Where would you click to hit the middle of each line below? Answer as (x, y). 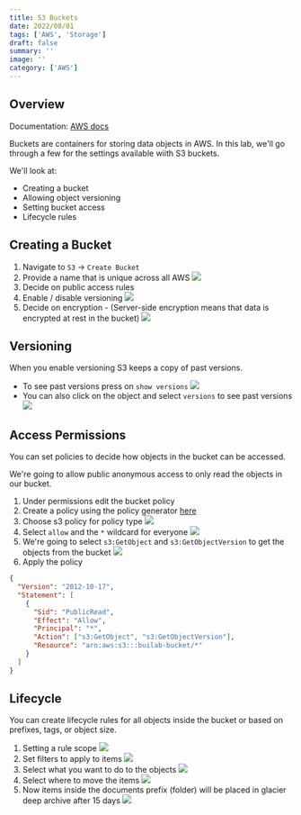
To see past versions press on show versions (105, 386)
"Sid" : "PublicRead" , (74, 612)
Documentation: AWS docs (59, 126)
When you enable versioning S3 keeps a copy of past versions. (126, 368)
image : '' (28, 59)
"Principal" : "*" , (67, 629)
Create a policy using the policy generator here (109, 511)
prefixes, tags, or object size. (63, 729)
